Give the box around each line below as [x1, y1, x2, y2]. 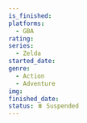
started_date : [8, 57, 56, 66]
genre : [8, 65, 31, 73]
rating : [8, 34, 35, 43]
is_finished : [8, 11, 52, 20]
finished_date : [8, 95, 60, 103]
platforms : [8, 19, 45, 28]
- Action [15, 72, 45, 80]
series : [8, 42, 35, 50]
